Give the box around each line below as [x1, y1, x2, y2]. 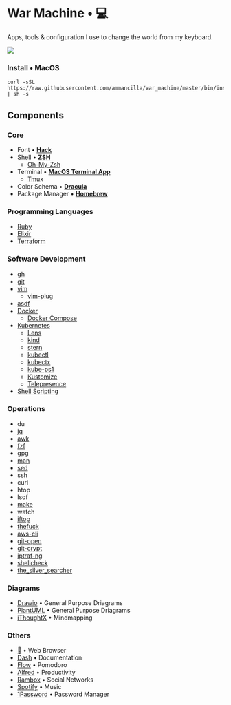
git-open [16, 536, 42, 545]
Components [7, 109, 64, 121]
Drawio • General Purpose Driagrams [16, 599, 123, 607]
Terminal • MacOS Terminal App [16, 167, 111, 176]
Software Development [7, 254, 86, 264]
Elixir [16, 230, 32, 238]
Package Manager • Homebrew [16, 189, 108, 198]
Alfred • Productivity [16, 669, 76, 677]
